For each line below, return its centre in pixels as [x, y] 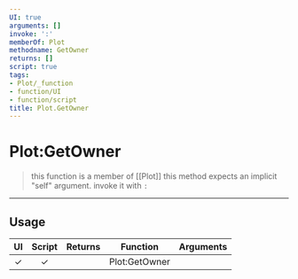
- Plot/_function [41, 83]
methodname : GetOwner [49, 50]
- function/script [43, 100]
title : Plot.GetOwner [49, 108]
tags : [19, 75]
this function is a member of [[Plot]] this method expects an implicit [154, 176]
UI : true [25, 17]
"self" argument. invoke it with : [89, 186]
